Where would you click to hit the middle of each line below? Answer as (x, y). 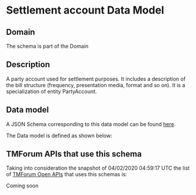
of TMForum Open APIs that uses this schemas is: (67, 174)
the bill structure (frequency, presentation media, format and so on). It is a (96, 85)
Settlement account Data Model (85, 10)
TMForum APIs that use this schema (74, 154)
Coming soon (22, 186)
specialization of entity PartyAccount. (52, 91)
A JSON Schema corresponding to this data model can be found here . (91, 124)
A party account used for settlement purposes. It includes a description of (96, 79)
